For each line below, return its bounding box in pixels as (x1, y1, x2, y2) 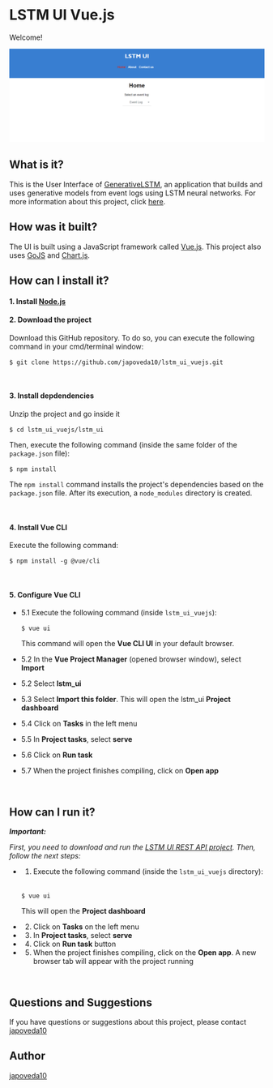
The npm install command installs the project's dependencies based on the (9, 480, 264, 490)
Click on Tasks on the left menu (32, 922, 140, 932)
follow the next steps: (9, 851, 81, 861)
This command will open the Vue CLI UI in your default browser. (20, 639, 234, 649)
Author (9, 1049, 45, 1063)
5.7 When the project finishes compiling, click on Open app (20, 766, 220, 776)
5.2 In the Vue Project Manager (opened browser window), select (20, 654, 241, 664)
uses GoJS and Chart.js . (9, 250, 90, 260)
